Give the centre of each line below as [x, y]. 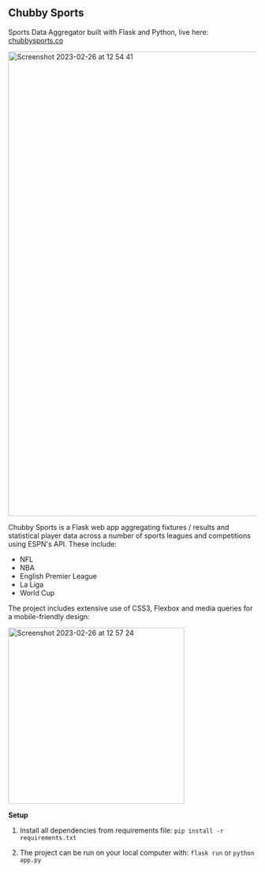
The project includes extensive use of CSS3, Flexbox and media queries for [131, 608]
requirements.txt [48, 838]
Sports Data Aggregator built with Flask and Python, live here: [108, 32]
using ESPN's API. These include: [62, 543]
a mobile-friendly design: [49, 616]
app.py [30, 860]
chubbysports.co [36, 40]
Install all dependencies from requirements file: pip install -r [121, 830]
